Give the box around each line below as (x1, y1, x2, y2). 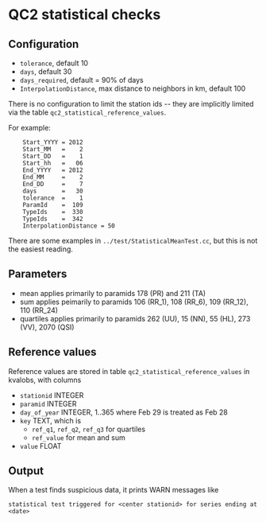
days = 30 (22, 187, 83, 195)
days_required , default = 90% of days (19, 76, 145, 84)
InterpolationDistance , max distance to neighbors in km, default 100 (19, 84, 246, 93)
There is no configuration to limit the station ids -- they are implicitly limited (8, 99, 254, 108)
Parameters (8, 267, 67, 281)
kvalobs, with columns (8, 375, 82, 384)
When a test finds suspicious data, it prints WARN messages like (8, 485, 219, 495)
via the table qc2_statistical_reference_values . (8, 107, 167, 117)
